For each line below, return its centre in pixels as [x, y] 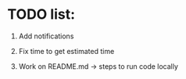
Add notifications [46, 36]
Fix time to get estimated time [66, 51]
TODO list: [41, 14]
